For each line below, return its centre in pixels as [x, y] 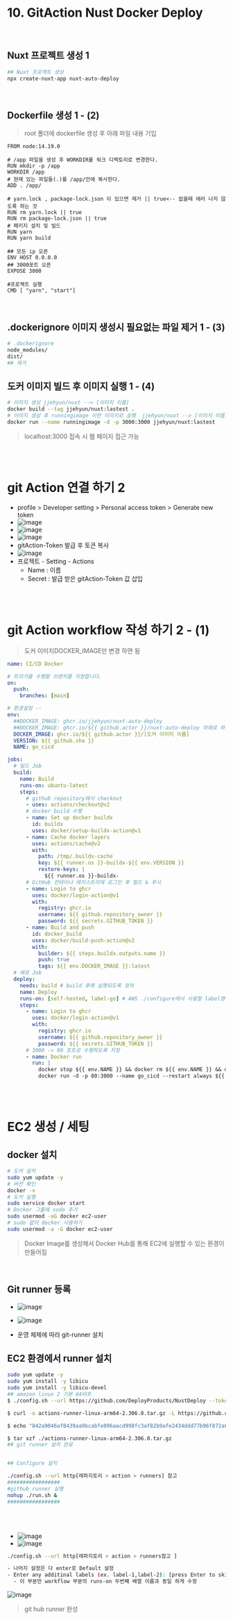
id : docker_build [57, 934]
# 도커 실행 [21, 1197]
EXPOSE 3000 [24, 271]
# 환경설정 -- [25, 709]
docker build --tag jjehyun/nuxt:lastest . [71, 409]
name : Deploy [38, 992]
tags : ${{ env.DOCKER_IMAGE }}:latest [94, 966]
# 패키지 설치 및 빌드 [34, 226]
